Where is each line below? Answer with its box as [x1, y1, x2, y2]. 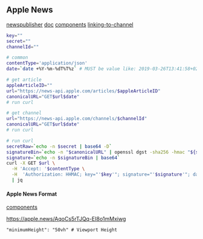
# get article [6, 77, 42, 83]
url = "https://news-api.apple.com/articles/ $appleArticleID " [6, 88, 161, 94]
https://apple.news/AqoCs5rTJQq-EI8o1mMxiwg [6, 215, 126, 223]
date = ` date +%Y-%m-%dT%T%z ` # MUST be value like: [6, 66, 137, 72]
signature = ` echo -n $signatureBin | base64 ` [6, 155, 120, 161]
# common [6, 54, 28, 61]
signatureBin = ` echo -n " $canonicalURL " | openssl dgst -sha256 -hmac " [6, 149, 191, 155]
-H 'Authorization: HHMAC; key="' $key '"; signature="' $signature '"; [11, 171, 190, 177]
